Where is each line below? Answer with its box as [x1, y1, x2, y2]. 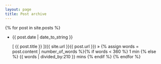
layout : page [5, 7, 32, 12]
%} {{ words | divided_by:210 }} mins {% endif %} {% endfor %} [12, 53, 141, 59]
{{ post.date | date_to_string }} [12, 34, 73, 40]
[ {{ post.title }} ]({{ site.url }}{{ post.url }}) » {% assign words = [12, 43, 139, 49]
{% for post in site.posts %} [5, 25, 61, 30]
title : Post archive [5, 12, 47, 16]
